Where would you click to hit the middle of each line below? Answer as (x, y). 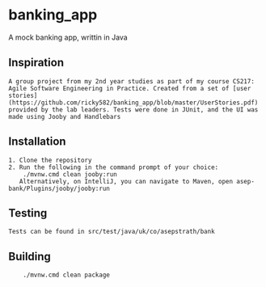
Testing (28, 213)
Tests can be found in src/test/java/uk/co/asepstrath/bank (112, 232)
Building (30, 256)
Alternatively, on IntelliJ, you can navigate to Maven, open (126, 181)
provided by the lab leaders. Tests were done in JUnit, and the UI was (133, 110)
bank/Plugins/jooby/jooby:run (59, 188)
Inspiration (36, 63)
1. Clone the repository (50, 160)
